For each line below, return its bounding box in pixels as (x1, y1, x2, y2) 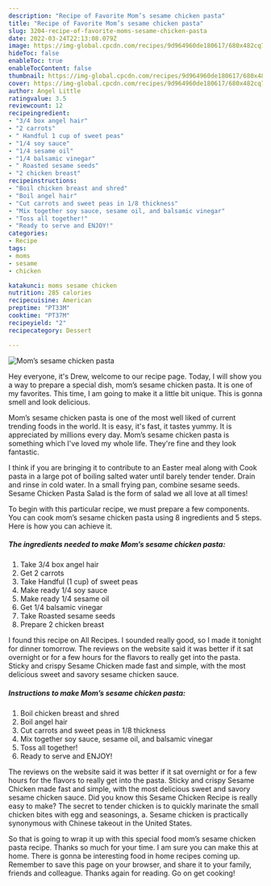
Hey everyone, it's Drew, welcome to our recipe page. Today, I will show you (8, 371, 262, 381)
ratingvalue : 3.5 (8, 94, 67, 102)
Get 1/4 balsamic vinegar (19, 603, 103, 612)
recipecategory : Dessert (8, 326, 92, 335)
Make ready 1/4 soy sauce (19, 586, 108, 596)
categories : (8, 229, 48, 238)
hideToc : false (8, 49, 60, 57)
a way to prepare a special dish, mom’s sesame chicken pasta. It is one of (8, 380, 253, 390)
